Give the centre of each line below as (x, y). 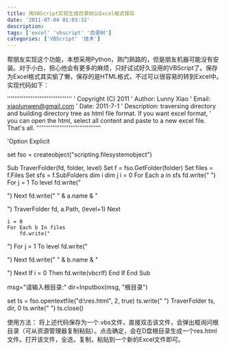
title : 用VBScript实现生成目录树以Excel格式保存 (71, 13)
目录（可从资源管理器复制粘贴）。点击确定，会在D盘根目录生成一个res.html (112, 331)
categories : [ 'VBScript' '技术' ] (54, 39)
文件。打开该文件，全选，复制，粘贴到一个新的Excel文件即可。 (96, 340)
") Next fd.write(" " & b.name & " (53, 260)
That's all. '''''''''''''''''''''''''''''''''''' (54, 128)
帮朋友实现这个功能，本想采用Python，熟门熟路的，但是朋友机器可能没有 (110, 60)
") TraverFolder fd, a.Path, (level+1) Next (64, 209)
